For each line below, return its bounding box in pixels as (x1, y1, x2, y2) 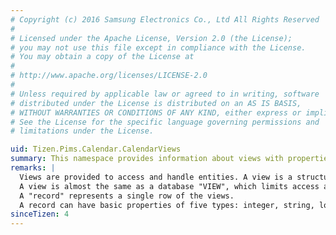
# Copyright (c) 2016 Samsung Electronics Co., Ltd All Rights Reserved (10, 14, 320, 25)
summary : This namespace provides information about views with (10, 154, 284, 164)
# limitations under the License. (10, 126, 155, 136)
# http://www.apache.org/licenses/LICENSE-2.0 (10, 71, 208, 81)
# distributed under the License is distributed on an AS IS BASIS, (10, 98, 302, 108)
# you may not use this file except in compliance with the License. (10, 42, 307, 53)
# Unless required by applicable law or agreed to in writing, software (10, 89, 320, 99)
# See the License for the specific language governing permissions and (10, 117, 320, 127)
